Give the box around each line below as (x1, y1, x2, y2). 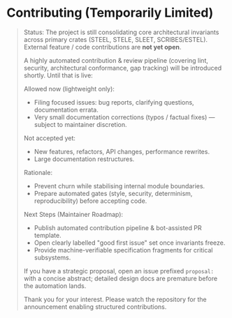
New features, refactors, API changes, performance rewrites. (34, 147, 210, 156)
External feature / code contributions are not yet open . (23, 43, 182, 51)
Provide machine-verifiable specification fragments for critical (34, 245, 213, 254)
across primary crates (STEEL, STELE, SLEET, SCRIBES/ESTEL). (23, 35, 208, 43)
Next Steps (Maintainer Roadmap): (23, 210, 124, 218)
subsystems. (34, 253, 71, 262)
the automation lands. (23, 281, 87, 290)
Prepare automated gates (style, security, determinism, (34, 189, 193, 197)
